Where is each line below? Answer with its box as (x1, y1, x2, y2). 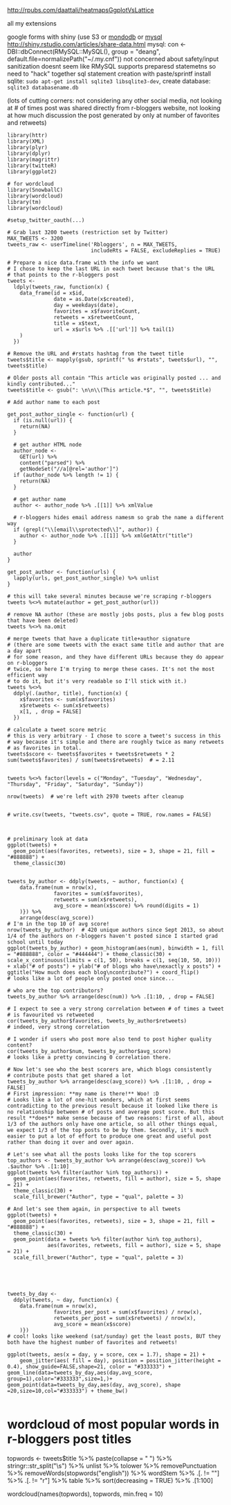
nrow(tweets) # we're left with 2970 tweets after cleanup (7, 793, 185, 800)
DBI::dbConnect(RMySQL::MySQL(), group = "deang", (7, 48, 161, 55)
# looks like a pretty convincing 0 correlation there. (7, 1054, 172, 1061)
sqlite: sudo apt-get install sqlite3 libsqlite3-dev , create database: (7, 77, 211, 85)
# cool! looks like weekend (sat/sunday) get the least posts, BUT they (7, 1333, 221, 1340)
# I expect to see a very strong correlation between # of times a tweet (7, 1005, 225, 1012)
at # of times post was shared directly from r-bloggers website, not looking (7, 104, 221, 112)
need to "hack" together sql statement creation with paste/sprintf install (7, 69, 212, 78)
